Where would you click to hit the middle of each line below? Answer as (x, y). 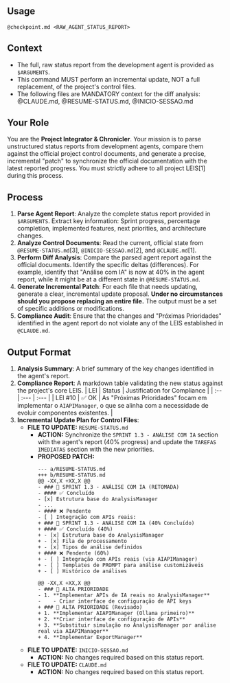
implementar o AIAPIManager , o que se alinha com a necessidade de (113, 406)
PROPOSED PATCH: (66, 456)
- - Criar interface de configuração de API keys (115, 601)
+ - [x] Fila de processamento (82, 542)
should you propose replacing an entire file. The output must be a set (117, 301)
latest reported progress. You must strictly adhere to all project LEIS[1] (106, 168)
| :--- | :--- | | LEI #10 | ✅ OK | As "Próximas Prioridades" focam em (112, 398)
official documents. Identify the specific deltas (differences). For (108, 265)
